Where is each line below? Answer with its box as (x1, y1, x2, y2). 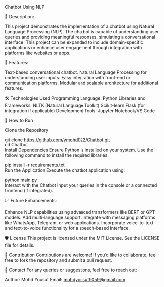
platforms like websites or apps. (5, 50, 71, 56)
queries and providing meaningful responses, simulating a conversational (5, 34, 155, 40)
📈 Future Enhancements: (5, 198, 57, 203)
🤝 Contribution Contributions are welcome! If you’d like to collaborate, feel (5, 252, 157, 258)
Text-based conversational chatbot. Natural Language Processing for (5, 69, 147, 75)
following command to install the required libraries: (5, 152, 109, 158)
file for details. (5, 242, 35, 248)
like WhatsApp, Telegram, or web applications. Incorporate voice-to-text (5, 220, 154, 226)
